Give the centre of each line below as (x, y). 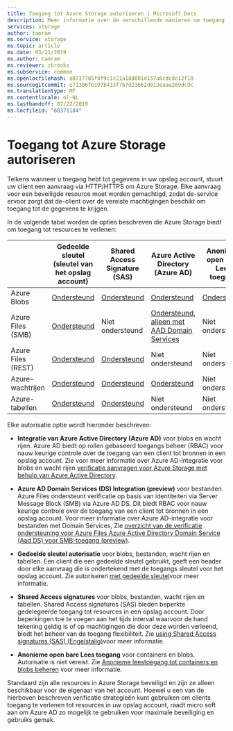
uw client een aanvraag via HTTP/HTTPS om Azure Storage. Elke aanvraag (114, 186)
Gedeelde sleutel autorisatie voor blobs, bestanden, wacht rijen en (113, 554)
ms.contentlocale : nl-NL (43, 98)
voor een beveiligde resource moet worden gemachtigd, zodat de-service (113, 194)
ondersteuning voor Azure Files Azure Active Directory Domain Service (119, 533)
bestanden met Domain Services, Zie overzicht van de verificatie (110, 525)
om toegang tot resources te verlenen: (62, 229)
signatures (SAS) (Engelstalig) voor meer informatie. (91, 641)
